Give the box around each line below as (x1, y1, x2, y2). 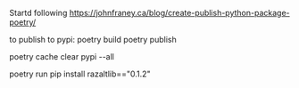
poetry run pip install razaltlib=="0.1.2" (9, 68, 151, 79)
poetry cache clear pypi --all (9, 52, 114, 61)
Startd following (9, 8, 68, 18)
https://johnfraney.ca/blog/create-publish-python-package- (69, 8, 290, 18)
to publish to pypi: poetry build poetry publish (9, 35, 177, 44)
